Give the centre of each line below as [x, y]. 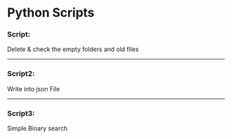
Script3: [21, 113]
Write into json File [33, 89]
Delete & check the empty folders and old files [73, 49]
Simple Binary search [37, 129]
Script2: [21, 74]
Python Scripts [51, 13]
